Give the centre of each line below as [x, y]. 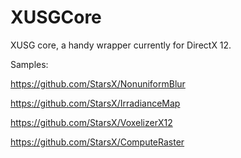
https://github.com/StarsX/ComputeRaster [97, 142]
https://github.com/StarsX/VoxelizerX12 [91, 122]
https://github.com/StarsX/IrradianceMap [95, 103]
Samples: [29, 64]
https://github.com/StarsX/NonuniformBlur [98, 83]
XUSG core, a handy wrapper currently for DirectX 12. [121, 45]
